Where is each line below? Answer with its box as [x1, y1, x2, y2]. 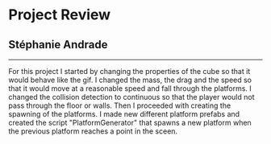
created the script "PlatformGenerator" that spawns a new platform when [8, 118, 252, 127]
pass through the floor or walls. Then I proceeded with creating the [8, 101, 231, 110]
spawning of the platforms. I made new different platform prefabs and [8, 109, 240, 118]
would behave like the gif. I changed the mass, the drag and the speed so [8, 75, 252, 84]
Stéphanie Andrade [8, 38, 108, 51]
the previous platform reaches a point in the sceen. [8, 126, 178, 136]
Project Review [8, 6, 111, 24]
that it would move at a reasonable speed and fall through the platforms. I [8, 84, 252, 93]
